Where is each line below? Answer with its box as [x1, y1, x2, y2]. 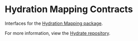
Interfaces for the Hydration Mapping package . [5, 20, 103, 26]
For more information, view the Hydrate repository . [5, 30, 111, 36]
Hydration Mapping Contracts [5, 4, 133, 15]
